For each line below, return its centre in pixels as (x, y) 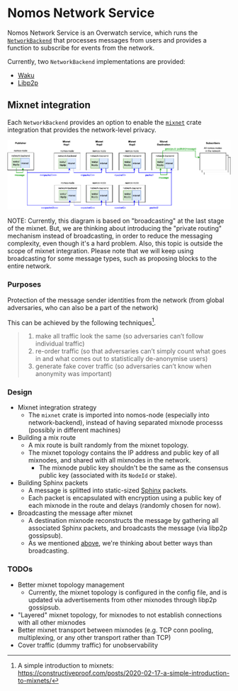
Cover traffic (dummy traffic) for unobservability (87, 645)
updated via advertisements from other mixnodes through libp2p (123, 599)
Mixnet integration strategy (57, 408)
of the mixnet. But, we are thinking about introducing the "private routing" (114, 228)
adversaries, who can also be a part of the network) (83, 307)
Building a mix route (47, 438)
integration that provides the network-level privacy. (82, 130)
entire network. (29, 266)
